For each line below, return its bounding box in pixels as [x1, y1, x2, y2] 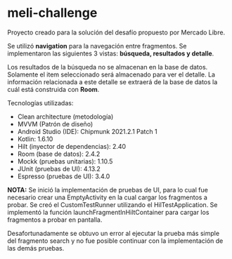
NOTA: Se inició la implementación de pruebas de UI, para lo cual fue [7, 185, 209, 194]
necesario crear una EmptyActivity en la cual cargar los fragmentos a [7, 193, 207, 201]
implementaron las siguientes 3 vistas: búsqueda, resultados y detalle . [7, 49, 214, 58]
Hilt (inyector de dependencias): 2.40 [17, 142, 127, 150]
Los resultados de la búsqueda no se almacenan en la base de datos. [7, 62, 208, 71]
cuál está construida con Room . [7, 85, 100, 93]
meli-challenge [7, 5, 98, 21]
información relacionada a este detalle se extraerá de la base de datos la [7, 77, 218, 86]
